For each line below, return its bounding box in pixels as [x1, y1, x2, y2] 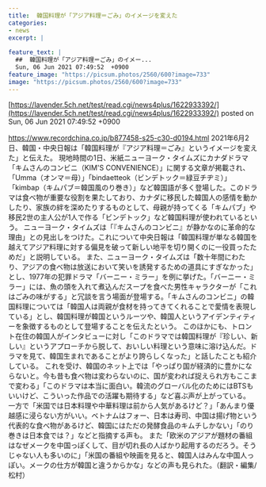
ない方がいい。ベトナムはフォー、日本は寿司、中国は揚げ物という [42, 410, 258, 420]
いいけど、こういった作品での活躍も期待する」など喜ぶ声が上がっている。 [8, 390, 251, 401]
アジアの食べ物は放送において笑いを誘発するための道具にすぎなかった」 [21, 262, 257, 271]
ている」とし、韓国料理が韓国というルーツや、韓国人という [8, 311, 203, 321]
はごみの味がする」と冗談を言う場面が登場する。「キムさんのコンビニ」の [8, 291, 248, 301]
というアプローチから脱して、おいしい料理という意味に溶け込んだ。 [28, 341, 251, 351]
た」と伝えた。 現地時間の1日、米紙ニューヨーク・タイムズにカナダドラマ [8, 152, 249, 163]
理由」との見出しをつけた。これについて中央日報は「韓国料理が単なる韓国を [8, 232, 258, 242]
